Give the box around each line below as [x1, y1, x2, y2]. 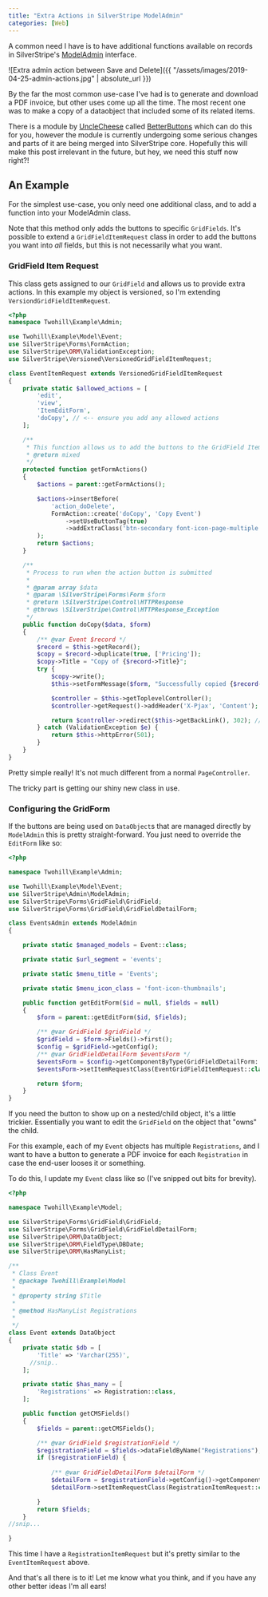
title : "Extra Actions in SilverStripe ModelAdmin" [8, 11, 183, 20]
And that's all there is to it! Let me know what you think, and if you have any [8, 1573, 257, 1583]
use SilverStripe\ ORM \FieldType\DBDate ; [8, 1240, 145, 1248]
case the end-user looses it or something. [8, 1159, 146, 1168]
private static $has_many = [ [22, 1381, 124, 1389]
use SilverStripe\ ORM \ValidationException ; [8, 348, 156, 356]
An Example [8, 178, 69, 192]
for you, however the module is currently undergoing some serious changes [8, 129, 258, 140]
